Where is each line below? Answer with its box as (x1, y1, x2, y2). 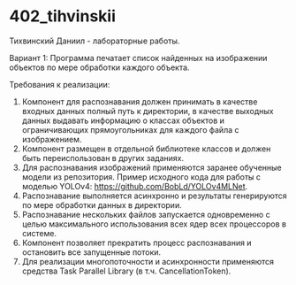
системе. (21, 227, 57, 238)
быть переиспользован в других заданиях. (21, 152, 185, 163)
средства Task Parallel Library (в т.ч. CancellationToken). (21, 266, 231, 276)
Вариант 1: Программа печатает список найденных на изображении (9, 52, 268, 63)
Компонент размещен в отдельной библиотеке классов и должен (21, 143, 271, 154)
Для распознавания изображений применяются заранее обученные (21, 162, 283, 173)
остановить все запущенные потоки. (21, 246, 162, 258)
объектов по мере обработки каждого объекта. (9, 62, 190, 73)
